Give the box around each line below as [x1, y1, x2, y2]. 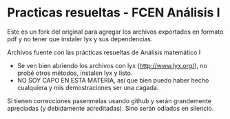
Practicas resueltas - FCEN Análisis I [7, 5, 220, 21]
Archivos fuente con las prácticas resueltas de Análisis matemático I [7, 48, 201, 56]
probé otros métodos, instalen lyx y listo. [17, 69, 133, 77]
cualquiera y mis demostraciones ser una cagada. [17, 83, 159, 91]
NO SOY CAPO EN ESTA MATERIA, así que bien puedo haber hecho [17, 76, 209, 84]
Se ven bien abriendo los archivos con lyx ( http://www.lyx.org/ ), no [17, 61, 208, 69]
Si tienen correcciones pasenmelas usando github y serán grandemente [7, 96, 212, 105]
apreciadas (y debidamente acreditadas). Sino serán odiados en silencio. [7, 104, 214, 112]
